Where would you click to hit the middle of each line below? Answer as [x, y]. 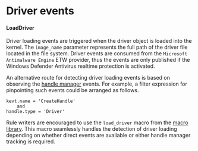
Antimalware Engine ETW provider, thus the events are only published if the [98, 60]
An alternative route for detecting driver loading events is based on [88, 78]
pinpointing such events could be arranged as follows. [73, 90]
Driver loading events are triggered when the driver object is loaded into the [99, 41]
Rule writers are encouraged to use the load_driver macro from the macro [97, 122]
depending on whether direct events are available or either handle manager [98, 136]
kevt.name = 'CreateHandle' [41, 101]
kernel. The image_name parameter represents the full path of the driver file [97, 47]
